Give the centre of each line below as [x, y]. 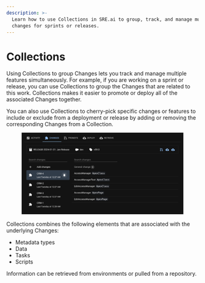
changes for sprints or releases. [56, 26]
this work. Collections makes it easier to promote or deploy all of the [92, 93]
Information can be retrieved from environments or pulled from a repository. [102, 273]
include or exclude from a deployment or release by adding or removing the [101, 118]
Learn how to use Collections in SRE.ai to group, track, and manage [102, 19]
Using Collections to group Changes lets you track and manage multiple [97, 74]
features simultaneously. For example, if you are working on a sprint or [95, 80]
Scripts [24, 262]
